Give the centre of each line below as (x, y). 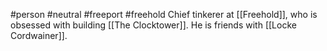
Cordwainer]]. (39, 35)
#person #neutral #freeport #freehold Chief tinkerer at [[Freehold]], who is (164, 14)
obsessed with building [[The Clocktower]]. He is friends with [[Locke (153, 25)
